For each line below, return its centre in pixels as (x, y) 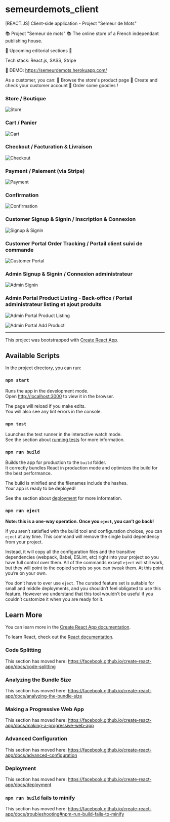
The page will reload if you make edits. (46, 406)
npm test (16, 424)
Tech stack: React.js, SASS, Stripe (41, 60)
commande (19, 250)
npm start (17, 380)
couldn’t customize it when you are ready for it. (54, 599)
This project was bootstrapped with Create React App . (62, 340)
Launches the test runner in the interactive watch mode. (64, 435)
